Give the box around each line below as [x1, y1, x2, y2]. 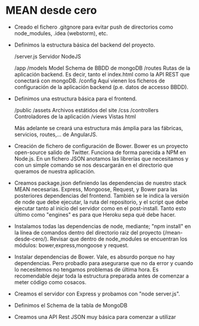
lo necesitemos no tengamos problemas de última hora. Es [14, 266, 159, 273]
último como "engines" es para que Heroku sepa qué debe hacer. [14, 211, 176, 218]
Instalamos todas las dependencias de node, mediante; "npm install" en [14, 222, 191, 230]
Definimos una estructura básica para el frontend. [14, 95, 137, 102]
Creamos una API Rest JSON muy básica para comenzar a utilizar [14, 313, 176, 320]
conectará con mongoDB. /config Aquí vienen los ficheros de [14, 77, 166, 84]
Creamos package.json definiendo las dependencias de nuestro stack [14, 179, 186, 186]
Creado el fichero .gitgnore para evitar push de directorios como [14, 23, 174, 30]
